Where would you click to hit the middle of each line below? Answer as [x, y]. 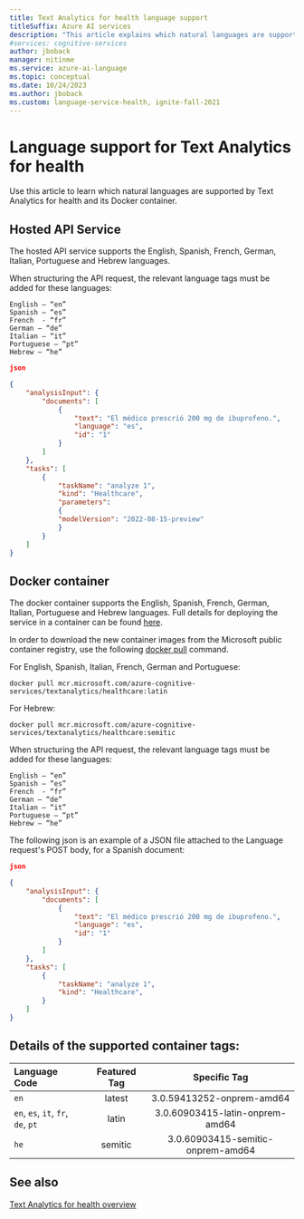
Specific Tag [221, 1077]
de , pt [26, 1124]
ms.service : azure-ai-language [68, 69]
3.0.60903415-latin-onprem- [220, 1113]
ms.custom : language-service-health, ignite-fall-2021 [115, 102]
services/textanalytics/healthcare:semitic [93, 733]
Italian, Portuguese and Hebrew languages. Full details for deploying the [144, 613]
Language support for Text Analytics [151, 147]
